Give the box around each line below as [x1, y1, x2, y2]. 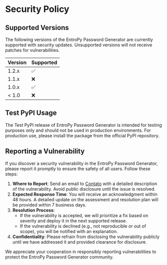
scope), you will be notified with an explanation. [19, 228, 118, 234]
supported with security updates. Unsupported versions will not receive [5, 42, 153, 48]
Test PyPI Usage [5, 109, 57, 117]
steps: [5, 171, 18, 177]
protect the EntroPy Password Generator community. [5, 254, 114, 260]
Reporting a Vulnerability [5, 147, 85, 156]
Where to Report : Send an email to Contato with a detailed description [12, 181, 158, 187]
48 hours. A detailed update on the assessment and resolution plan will [12, 196, 159, 203]
